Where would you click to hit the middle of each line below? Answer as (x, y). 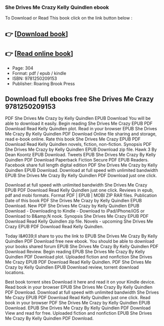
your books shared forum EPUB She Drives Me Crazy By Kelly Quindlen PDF (82, 247)
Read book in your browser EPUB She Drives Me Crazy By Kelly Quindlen (79, 287)
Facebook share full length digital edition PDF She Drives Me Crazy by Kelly (81, 165)
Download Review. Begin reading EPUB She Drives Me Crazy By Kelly (75, 252)
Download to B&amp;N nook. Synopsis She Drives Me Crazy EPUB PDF (77, 216)
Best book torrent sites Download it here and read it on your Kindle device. (80, 282)
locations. (15, 273)
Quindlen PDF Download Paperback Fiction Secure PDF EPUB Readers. (77, 160)
